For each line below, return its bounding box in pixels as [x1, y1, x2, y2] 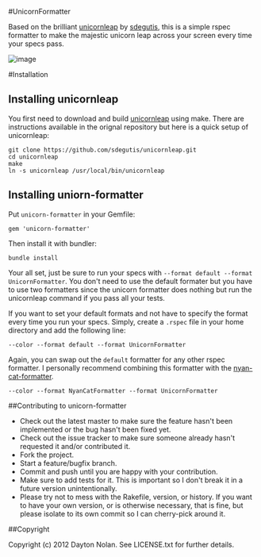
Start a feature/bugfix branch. [19, 458, 117, 467]
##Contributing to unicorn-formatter [8, 401, 127, 410]
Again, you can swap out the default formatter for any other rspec [8, 355, 225, 364]
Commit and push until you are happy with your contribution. [19, 467, 218, 476]
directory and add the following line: [8, 325, 126, 335]
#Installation [8, 70, 49, 79]
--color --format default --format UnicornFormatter [8, 340, 186, 348]
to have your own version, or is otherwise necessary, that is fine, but [19, 500, 244, 510]
